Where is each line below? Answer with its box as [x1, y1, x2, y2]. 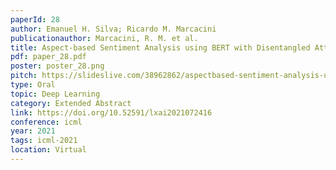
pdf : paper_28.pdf [10, 52, 87, 62]
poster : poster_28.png [10, 61, 105, 71]
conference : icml [10, 117, 83, 127]
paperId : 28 [10, 14, 60, 25]
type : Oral [10, 80, 56, 90]
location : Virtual [10, 145, 87, 155]
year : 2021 [10, 126, 56, 136]
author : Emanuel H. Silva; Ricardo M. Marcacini [10, 24, 217, 34]
